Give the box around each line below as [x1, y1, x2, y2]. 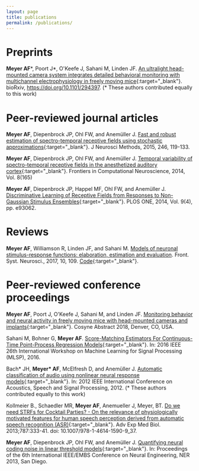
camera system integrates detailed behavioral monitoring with [29, 71, 181, 78]
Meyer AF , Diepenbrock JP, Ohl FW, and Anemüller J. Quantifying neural [6, 439, 184, 446]
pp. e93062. [6, 205, 37, 212]
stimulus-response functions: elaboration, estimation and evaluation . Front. [6, 251, 190, 259]
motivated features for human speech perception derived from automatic [6, 415, 185, 422]
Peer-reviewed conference [6, 278, 141, 292]
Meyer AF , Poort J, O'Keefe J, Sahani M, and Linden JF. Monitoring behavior [6, 310, 193, 318]
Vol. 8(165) [6, 174, 33, 181]
